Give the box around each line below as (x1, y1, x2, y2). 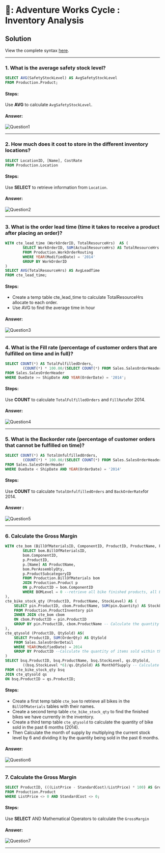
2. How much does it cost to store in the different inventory (5, 141, 148, 148)
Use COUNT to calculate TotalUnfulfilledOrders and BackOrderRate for (5, 488, 149, 494)
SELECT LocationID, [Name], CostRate (5, 158, 82, 163)
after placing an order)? (5, 229, 63, 236)
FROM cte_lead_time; (5, 273, 48, 278)
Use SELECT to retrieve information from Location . (5, 184, 108, 190)
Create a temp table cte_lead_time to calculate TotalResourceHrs (12, 294, 143, 300)
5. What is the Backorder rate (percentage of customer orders (5, 436, 156, 442)
